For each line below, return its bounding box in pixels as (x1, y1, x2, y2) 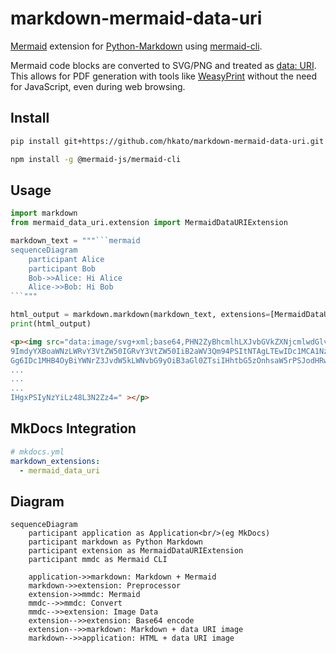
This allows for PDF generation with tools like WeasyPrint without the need (10, 70, 318, 82)
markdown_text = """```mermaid (10, 236, 141, 246)
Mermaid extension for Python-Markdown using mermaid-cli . (10, 40, 263, 52)
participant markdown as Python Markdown (28, 537, 203, 547)
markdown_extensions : (10, 456, 101, 466)
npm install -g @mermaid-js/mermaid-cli (10, 154, 182, 164)
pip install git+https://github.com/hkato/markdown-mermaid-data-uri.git (10, 136, 325, 146)
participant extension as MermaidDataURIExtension (28, 546, 244, 556)
